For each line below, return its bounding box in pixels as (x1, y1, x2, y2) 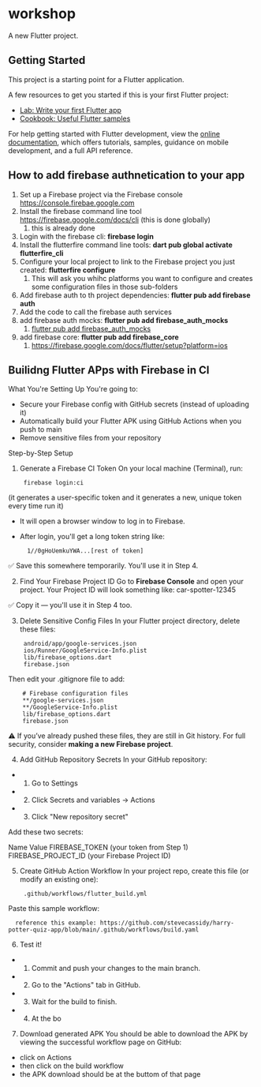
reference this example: (15, 919, 97, 928)
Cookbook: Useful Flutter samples (19, 114, 131, 123)
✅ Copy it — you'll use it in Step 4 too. (8, 601, 132, 610)
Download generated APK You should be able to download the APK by (19, 1029, 248, 1039)
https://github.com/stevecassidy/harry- (99, 919, 235, 928)
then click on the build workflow (19, 1061, 125, 1070)
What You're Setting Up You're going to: (8, 384, 138, 394)
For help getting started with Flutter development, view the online (8, 129, 221, 138)
